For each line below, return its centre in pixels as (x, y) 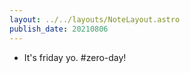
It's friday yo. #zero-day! (75, 57)
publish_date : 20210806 (59, 29)
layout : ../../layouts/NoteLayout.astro (95, 19)
